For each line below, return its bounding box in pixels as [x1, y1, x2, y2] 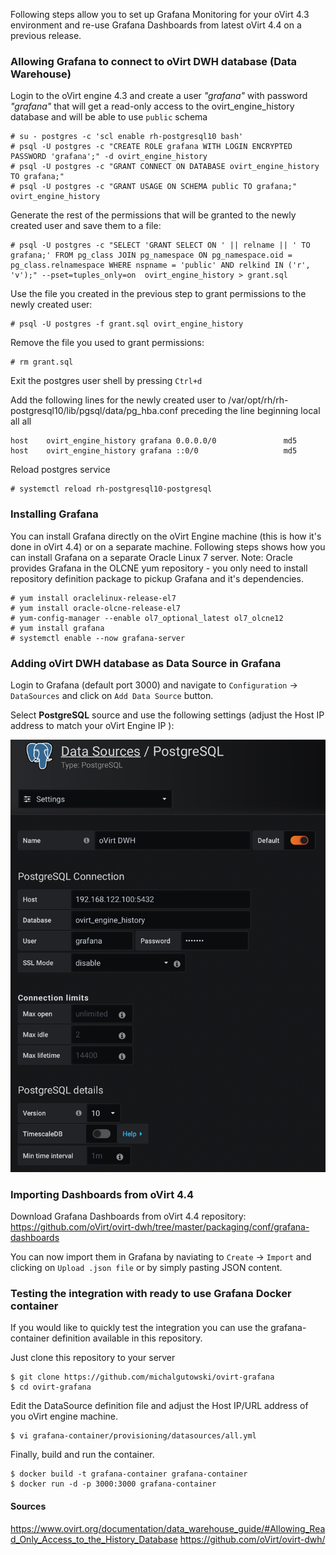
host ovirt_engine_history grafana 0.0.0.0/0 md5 [10, 436, 298, 446]
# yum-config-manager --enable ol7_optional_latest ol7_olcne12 [10, 613, 284, 623]
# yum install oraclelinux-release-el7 [10, 593, 177, 603]
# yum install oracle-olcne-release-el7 [10, 603, 182, 613]
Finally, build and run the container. [10, 1449, 155, 1461]
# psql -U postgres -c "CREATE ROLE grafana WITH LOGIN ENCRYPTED [10, 142, 293, 152]
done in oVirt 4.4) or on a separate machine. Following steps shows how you [10, 540, 326, 553]
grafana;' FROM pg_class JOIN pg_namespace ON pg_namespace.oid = [10, 250, 293, 261]
